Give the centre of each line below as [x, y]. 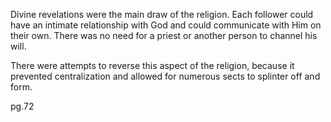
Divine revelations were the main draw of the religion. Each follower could [162, 14]
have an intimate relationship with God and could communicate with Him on [166, 25]
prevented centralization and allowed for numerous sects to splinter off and [165, 76]
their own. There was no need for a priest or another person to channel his [164, 35]
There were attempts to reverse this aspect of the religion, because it [152, 65]
